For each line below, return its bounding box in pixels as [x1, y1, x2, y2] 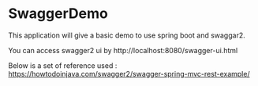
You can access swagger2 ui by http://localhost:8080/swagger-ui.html [8, 45, 238, 55]
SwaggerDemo [8, 5, 108, 23]
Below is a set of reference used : [8, 60, 118, 70]
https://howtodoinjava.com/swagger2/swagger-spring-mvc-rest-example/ [8, 69, 250, 78]
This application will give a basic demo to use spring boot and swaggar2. [8, 30, 246, 40]
